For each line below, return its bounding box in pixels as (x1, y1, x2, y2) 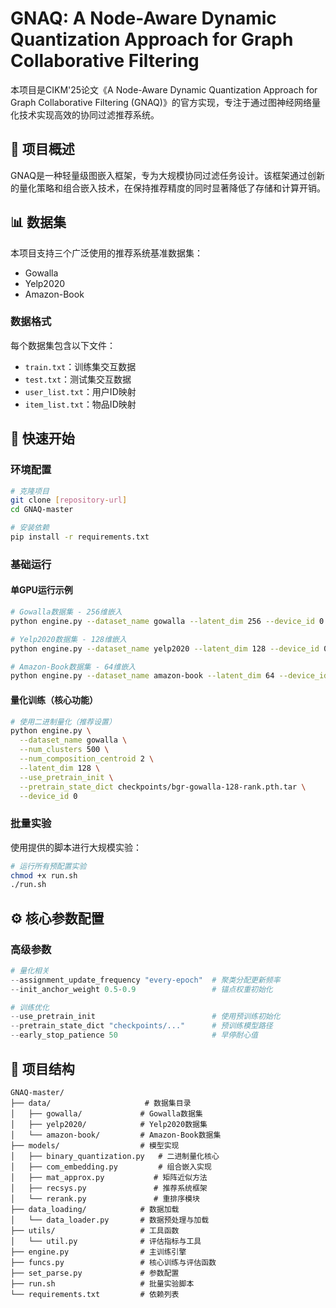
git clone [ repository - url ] (10, 495, 128, 506)
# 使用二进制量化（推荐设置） (10, 717, 117, 727)
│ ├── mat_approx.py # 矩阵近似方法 (10, 1172, 208, 1182)
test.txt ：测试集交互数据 (24, 373, 132, 385)
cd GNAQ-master (10, 505, 74, 515)
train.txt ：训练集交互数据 (24, 360, 137, 372)
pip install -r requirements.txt (10, 532, 150, 542)
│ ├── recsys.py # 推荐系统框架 (10, 1183, 208, 1193)
